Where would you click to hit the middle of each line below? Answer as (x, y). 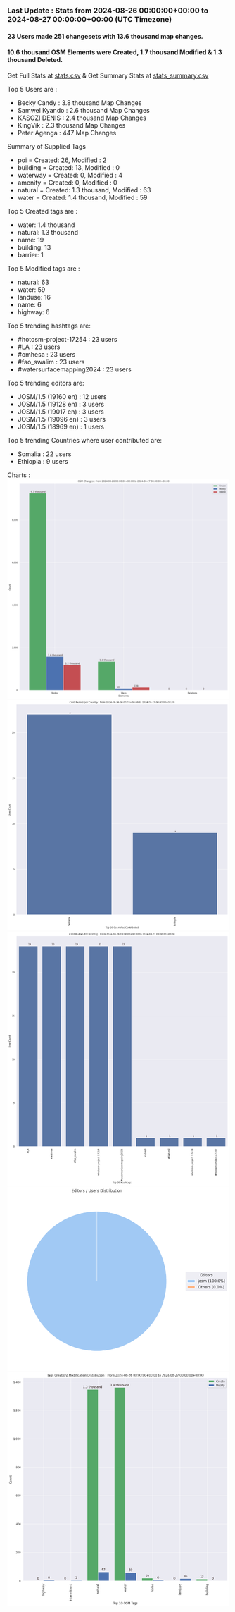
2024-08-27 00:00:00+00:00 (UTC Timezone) (90, 19)
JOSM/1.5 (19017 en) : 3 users (61, 412)
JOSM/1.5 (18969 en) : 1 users (61, 426)
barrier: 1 (30, 254)
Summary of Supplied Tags (47, 146)
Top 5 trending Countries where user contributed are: (85, 440)
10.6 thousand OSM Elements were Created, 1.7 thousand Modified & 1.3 (115, 52)
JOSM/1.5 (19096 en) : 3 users (62, 419)
